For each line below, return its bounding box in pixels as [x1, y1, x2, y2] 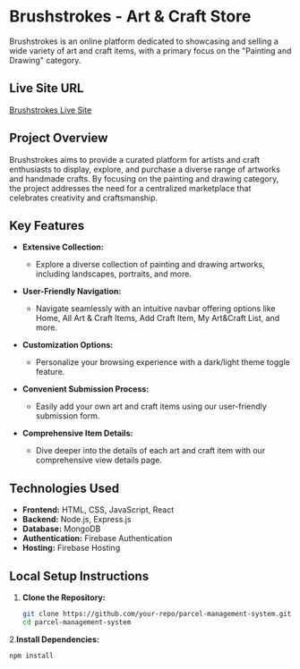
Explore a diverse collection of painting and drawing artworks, [35, 259, 266, 270]
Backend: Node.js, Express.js [21, 514, 132, 525]
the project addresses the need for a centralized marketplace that [9, 182, 252, 193]
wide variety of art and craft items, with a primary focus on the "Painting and [9, 45, 292, 55]
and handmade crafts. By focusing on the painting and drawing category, [9, 173, 279, 184]
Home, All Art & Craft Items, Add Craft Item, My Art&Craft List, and [35, 313, 280, 324]
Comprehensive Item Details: [21, 428, 133, 439]
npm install [9, 651, 54, 660]
